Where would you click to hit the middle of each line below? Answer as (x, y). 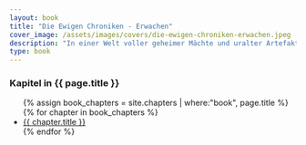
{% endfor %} (49, 131)
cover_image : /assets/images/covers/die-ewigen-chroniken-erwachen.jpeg (150, 34)
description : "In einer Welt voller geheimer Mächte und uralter (136, 43)
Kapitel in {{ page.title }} (65, 83)
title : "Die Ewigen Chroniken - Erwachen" (91, 26)
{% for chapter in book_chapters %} (91, 112)
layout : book (34, 18)
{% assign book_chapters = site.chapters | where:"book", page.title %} (155, 103)
